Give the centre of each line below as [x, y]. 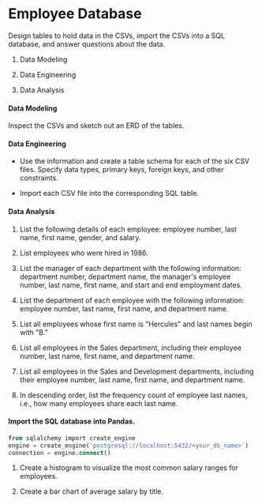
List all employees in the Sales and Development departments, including [137, 371]
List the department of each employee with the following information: [132, 300]
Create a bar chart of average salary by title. [92, 491]
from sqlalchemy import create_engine [72, 438]
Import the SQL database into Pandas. [72, 421]
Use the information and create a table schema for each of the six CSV [135, 161]
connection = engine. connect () [60, 453]
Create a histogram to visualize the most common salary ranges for [129, 468]
